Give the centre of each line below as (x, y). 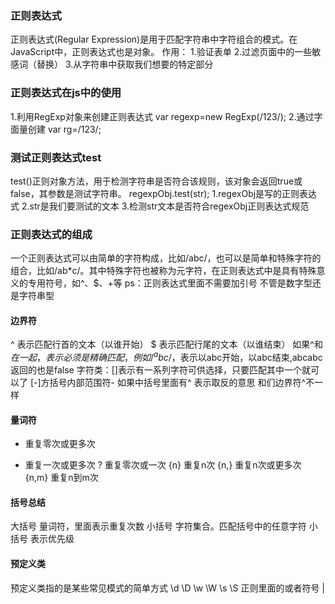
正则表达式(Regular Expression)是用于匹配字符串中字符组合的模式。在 (154, 39)
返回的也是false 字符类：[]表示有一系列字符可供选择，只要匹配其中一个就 (160, 370)
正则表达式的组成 (51, 234)
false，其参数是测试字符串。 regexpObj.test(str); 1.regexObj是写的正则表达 (164, 193)
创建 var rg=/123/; (64, 129)
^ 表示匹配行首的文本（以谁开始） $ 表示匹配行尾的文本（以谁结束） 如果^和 (166, 344)
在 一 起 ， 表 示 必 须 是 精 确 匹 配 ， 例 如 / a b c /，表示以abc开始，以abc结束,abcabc (166, 357)
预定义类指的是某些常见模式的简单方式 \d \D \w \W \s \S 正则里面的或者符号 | (167, 588)
